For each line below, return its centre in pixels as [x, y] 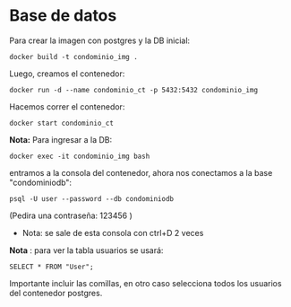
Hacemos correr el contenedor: [67, 106]
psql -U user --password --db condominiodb [92, 198]
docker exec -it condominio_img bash [80, 156]
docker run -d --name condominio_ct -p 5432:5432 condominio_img [133, 90]
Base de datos [63, 16]
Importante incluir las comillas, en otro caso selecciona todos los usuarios [145, 283]
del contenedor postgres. [56, 293]
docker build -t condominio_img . [74, 57]
